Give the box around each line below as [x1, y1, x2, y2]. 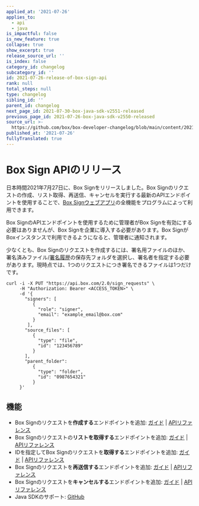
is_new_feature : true [6, 36, 60, 42]
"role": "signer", [37, 306, 84, 312]
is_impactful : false [6, 31, 57, 37]
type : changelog [6, 91, 46, 97]
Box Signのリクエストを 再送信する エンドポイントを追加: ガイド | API [14, 463, 182, 470]
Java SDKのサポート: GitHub [14, 493, 85, 500]
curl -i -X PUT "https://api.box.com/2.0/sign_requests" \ [6, 280, 155, 286]
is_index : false [6, 58, 46, 64]
